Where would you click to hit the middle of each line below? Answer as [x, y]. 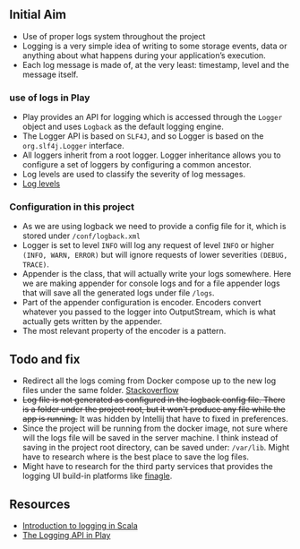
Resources [40, 504]
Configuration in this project [72, 207]
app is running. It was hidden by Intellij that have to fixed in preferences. [155, 419]
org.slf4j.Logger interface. [73, 146]
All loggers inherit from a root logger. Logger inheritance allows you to [151, 155]
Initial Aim [38, 15]
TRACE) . [35, 264]
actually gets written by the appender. [92, 322]
